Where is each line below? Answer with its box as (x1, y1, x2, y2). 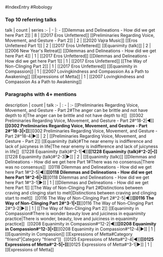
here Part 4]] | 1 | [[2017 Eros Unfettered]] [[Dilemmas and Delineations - (5, 53, 150, 59)
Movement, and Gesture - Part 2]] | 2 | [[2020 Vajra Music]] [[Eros (5, 37, 138, 43)
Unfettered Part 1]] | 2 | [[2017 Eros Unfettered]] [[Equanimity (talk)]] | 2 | (5, 43, 151, 49)
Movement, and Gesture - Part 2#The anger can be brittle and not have (5, 107, 148, 113)
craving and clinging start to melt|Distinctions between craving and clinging (5, 189, 157, 196)
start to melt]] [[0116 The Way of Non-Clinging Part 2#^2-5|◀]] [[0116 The (5, 195, 154, 201)
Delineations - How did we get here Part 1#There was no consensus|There (5, 159, 155, 165)
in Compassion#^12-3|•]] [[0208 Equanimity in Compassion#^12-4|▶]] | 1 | (5, 226, 156, 232)
